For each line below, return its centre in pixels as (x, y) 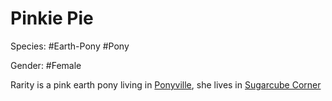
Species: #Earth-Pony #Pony (70, 46)
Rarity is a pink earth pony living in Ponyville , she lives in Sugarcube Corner (166, 84)
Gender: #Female (46, 65)
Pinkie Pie (52, 18)
